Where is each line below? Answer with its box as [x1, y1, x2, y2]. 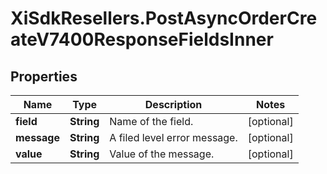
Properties [10, 68, 78, 85]
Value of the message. [109, 147, 215, 161]
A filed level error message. [109, 131, 238, 144]
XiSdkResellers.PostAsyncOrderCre [10, 7, 318, 30]
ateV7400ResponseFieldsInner [10, 28, 274, 51]
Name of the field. [109, 115, 194, 128]
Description [144, 98, 203, 111]
